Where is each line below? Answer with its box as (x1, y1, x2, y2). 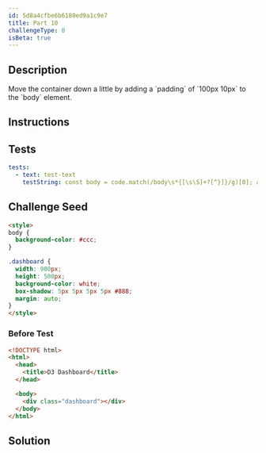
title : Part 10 (8, 19, 59, 27)
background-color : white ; (15, 279, 101, 288)
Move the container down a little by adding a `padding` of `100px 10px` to (8, 84, 247, 94)
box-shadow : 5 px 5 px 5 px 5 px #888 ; (15, 287, 133, 295)
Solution (8, 434, 51, 447)
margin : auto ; (15, 294, 62, 302)
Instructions (8, 116, 70, 129)
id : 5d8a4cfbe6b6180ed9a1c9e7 (8, 11, 108, 20)
